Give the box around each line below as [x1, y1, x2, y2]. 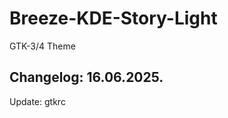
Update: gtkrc [9, 95, 66, 107]
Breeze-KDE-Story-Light [9, 7, 218, 30]
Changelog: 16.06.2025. [9, 69, 164, 86]
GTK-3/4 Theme [9, 40, 76, 52]
